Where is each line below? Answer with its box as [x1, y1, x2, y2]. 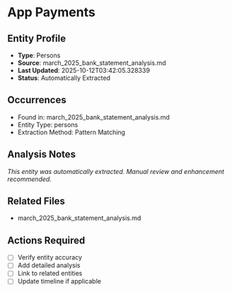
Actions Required [7, 234, 86, 246]
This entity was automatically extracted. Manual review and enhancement [7, 167, 225, 175]
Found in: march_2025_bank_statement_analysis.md [17, 112, 170, 121]
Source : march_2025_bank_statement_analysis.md [17, 59, 166, 67]
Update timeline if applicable [17, 277, 101, 286]
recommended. [7, 175, 52, 183]
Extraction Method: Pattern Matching [17, 128, 126, 136]
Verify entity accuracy [17, 253, 83, 262]
